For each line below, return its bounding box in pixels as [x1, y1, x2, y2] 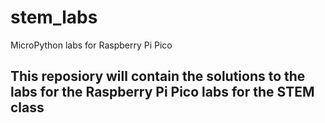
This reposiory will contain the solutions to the [10, 68, 306, 85]
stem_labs [10, 6, 98, 29]
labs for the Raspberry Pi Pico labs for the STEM [10, 84, 315, 101]
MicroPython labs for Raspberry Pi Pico [10, 39, 173, 51]
